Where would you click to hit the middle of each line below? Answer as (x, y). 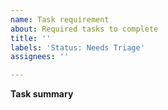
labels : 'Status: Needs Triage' (77, 47)
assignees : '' (40, 57)
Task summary (42, 94)
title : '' (31, 38)
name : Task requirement (60, 19)
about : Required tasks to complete (84, 29)
